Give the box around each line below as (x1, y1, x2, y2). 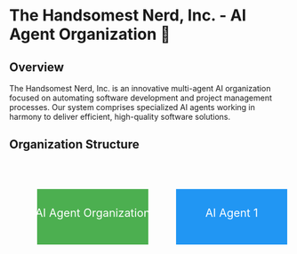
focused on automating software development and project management (9, 92, 273, 103)
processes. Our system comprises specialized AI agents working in (9, 102, 255, 112)
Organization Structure (9, 137, 140, 152)
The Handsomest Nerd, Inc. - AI (9, 5, 247, 26)
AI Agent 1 (205, 205, 259, 220)
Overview (9, 60, 65, 75)
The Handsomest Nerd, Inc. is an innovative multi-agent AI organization (9, 83, 271, 93)
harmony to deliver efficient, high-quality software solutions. (9, 112, 231, 122)
